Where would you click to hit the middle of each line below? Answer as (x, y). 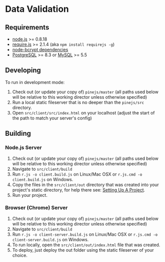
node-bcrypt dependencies (40, 50)
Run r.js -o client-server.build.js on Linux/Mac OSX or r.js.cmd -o (85, 234)
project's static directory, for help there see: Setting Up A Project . (79, 190)
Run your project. (30, 195)
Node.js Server (23, 148)
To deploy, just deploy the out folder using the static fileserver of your (83, 250)
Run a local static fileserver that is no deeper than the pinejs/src (78, 102)
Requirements (27, 27)
